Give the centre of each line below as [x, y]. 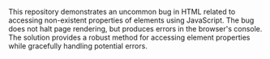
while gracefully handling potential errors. [78, 46]
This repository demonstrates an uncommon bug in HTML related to [122, 12]
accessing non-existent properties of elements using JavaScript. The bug [131, 20]
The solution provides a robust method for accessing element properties [129, 37]
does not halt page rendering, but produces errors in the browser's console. [135, 29]
